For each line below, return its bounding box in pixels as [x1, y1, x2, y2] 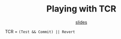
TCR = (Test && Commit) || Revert [5, 28, 76, 34]
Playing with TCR [46, 3, 117, 14]
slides [75, 19, 88, 25]
